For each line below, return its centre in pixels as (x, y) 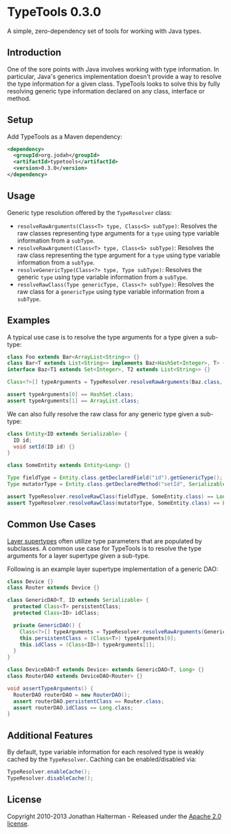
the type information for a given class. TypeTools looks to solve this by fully (114, 84)
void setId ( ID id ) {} (44, 447)
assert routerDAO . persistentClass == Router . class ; (89, 701)
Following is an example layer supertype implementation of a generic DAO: (113, 569)
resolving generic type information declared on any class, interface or (106, 91)
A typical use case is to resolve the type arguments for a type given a (106, 337)
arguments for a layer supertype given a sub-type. (78, 555)
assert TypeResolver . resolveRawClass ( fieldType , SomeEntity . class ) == (110, 496)
